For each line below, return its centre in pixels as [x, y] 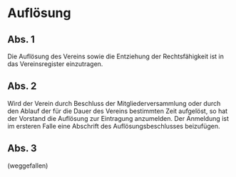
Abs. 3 [22, 148]
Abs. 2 [22, 86]
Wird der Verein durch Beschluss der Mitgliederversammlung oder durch [114, 103]
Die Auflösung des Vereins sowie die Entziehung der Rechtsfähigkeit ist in [116, 56]
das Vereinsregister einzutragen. [55, 64]
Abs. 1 [21, 39]
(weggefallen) [28, 166]
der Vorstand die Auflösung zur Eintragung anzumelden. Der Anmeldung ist [118, 118]
